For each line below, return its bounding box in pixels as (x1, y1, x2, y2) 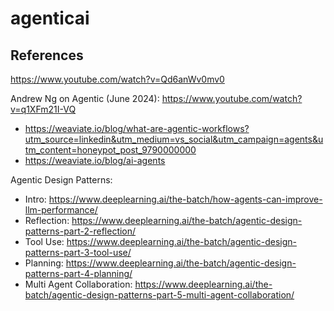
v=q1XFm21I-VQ (10, 103, 77, 115)
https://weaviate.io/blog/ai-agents (24, 155, 166, 166)
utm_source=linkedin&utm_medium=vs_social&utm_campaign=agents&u (24, 133, 324, 145)
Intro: (24, 193, 47, 205)
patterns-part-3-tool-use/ (24, 247, 132, 258)
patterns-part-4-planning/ (24, 268, 133, 279)
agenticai (10, 7, 90, 30)
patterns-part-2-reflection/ (24, 225, 137, 237)
